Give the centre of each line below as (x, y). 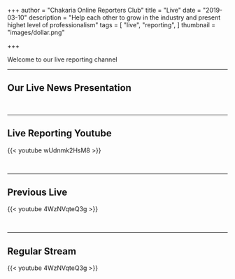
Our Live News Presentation (69, 88)
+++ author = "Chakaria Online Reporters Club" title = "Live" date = (104, 10)
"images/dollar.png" (36, 32)
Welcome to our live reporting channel (62, 59)
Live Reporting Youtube (59, 133)
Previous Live (37, 193)
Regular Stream (42, 251)
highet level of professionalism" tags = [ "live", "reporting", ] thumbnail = (111, 25)
